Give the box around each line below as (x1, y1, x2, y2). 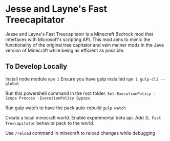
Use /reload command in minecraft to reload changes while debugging (5, 130, 155, 136)
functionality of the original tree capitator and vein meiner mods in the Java (5, 42, 164, 48)
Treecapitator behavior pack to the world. (5, 120, 95, 126)
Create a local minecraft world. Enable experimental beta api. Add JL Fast (5, 114, 161, 120)
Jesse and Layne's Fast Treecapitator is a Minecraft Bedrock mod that (5, 31, 154, 37)
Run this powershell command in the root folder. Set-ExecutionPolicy (5, 90, 152, 96)
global (5, 81, 19, 86)
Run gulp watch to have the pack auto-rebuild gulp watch (5, 105, 126, 111)
